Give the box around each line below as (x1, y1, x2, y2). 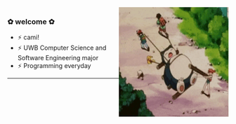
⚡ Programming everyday (17, 62, 91, 70)
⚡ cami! (17, 33, 40, 41)
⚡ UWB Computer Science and (17, 43, 107, 52)
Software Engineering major (17, 54, 99, 62)
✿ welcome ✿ (7, 17, 55, 27)
